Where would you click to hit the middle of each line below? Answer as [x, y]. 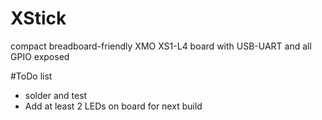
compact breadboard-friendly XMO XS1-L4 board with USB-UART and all [161, 46]
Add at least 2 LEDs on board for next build [113, 106]
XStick [38, 18]
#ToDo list [31, 76]
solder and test [56, 95]
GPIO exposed [40, 56]
